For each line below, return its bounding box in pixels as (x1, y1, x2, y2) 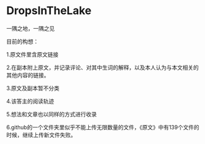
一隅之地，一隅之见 (6, 25, 55, 32)
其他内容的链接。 (6, 71, 50, 78)
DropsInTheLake (6, 4, 92, 18)
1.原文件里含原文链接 (6, 50, 59, 58)
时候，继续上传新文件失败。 (6, 131, 76, 138)
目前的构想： (6, 37, 39, 45)
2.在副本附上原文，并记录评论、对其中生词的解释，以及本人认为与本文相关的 (6, 64, 199, 71)
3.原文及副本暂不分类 (6, 84, 60, 92)
